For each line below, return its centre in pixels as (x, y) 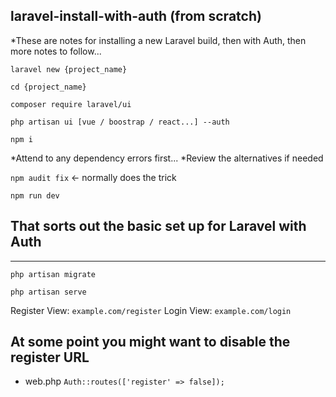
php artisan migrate (53, 274)
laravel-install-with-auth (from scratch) (136, 16)
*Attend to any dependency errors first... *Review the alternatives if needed (167, 158)
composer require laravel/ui (71, 104)
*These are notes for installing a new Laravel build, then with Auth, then (158, 40)
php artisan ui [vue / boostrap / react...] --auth (120, 122)
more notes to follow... (56, 51)
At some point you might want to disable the (150, 342)
